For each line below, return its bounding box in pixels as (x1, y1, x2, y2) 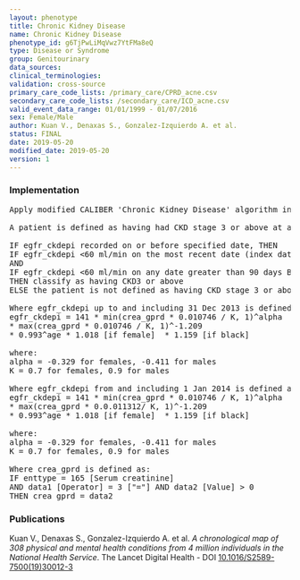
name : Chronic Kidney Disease (9, 30, 122, 38)
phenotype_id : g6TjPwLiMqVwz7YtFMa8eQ (9, 38, 154, 47)
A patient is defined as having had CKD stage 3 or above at (9, 222, 283, 233)
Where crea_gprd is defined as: (9, 464, 151, 474)
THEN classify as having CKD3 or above (9, 276, 184, 286)
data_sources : (9, 64, 62, 72)
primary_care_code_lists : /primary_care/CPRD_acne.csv (9, 88, 218, 97)
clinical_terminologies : (9, 72, 102, 81)
